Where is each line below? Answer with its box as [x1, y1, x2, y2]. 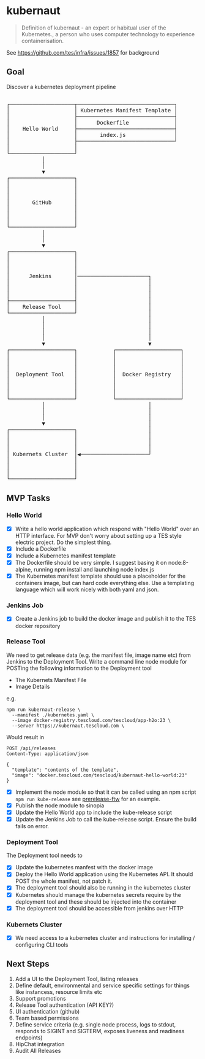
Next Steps [6, 959, 50, 969]
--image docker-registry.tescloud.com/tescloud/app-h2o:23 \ [12, 717, 171, 723]
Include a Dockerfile [15, 545, 66, 553]
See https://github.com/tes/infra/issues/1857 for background [6, 48, 160, 56]
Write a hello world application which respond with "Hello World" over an [15, 525, 199, 532]
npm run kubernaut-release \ [6, 707, 81, 713]
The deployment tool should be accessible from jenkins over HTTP [15, 904, 184, 912]
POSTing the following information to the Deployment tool [6, 664, 152, 672]
